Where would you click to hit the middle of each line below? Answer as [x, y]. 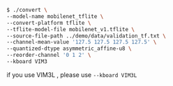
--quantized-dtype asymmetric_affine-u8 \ [69, 49]
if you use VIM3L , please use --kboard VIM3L [72, 75]
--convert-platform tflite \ [49, 23]
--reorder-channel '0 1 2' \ [49, 55]
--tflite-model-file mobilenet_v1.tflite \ [71, 29]
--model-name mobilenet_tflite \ [55, 16]
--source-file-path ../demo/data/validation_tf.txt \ [86, 36]
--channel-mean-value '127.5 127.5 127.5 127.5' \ [82, 42]
